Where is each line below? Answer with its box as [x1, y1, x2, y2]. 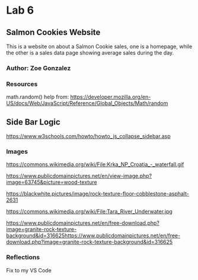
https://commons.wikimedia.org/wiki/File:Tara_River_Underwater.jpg [6, 208, 173, 215]
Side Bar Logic [6, 117, 60, 127]
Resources [6, 79, 38, 88]
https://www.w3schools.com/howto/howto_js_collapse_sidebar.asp [6, 133, 171, 140]
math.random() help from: [6, 93, 69, 101]
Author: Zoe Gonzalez [6, 63, 71, 72]
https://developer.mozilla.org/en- [70, 93, 151, 101]
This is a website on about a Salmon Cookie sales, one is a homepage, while [6, 43, 193, 50]
